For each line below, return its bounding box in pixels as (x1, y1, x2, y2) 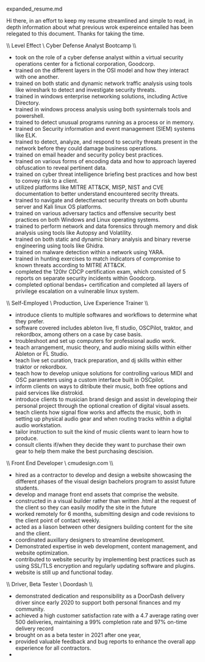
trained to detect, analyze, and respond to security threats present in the (15, 138, 198, 145)
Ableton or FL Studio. (15, 350, 69, 357)
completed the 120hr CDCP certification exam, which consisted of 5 (15, 268, 186, 275)
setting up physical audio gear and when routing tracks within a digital (15, 415, 192, 422)
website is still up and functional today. (15, 568, 113, 576)
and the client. (15, 530, 52, 537)
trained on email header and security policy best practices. (15, 151, 164, 158)
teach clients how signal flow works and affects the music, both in (15, 409, 181, 416)
